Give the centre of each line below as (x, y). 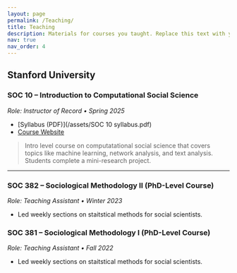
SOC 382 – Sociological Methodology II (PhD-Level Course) (111, 186)
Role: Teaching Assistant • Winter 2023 (65, 200)
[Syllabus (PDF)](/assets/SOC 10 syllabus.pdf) (85, 124)
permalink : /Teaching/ (41, 20)
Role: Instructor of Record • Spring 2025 (66, 111)
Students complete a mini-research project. (88, 160)
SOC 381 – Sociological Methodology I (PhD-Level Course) (109, 232)
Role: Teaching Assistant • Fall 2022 (61, 248)
